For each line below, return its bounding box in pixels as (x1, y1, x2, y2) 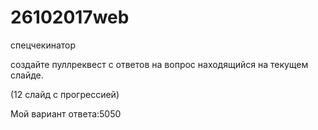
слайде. (10, 69, 44, 81)
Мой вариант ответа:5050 (10, 107, 122, 120)
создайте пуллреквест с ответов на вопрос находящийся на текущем (10, 58, 309, 70)
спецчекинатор (10, 39, 77, 51)
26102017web (10, 6, 130, 29)
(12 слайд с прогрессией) (10, 88, 120, 100)
